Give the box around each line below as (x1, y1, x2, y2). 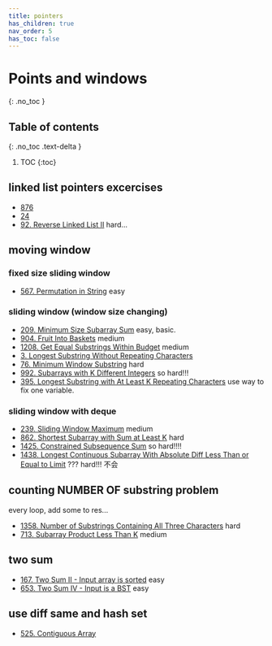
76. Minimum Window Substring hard (19, 359, 145, 369)
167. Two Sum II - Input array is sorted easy (19, 574, 165, 584)
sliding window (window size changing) (8, 306, 168, 318)
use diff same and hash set (8, 607, 148, 621)
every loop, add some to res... (8, 505, 109, 514)
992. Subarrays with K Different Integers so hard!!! (19, 367, 189, 378)
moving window (8, 243, 91, 257)
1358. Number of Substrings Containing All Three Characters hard (19, 521, 241, 531)
